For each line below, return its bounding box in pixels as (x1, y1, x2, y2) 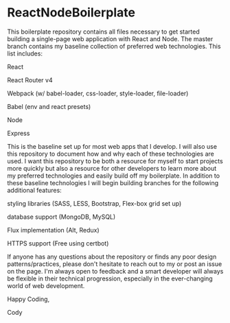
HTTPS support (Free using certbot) (7, 239, 109, 248)
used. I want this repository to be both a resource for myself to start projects (7, 156, 223, 165)
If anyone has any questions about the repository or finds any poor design (7, 252, 217, 261)
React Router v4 (7, 75, 53, 84)
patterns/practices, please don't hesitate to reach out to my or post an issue (7, 259, 222, 268)
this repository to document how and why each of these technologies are (7, 149, 214, 158)
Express (7, 129, 30, 137)
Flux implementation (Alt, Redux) (7, 226, 100, 234)
